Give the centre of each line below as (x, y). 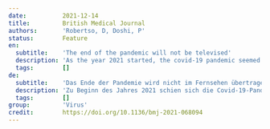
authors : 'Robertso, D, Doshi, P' (77, 30)
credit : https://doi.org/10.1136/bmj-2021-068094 (106, 113)
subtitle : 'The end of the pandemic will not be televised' (123, 53)
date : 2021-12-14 (53, 16)
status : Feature (48, 38)
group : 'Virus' (48, 105)
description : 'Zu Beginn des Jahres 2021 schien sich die (115, 90)
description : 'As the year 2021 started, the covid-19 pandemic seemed (138, 61)
